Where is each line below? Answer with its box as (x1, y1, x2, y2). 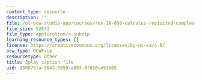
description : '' (6, 14, 47, 20)
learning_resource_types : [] (6, 37, 79, 43)
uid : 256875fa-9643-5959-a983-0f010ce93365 (6, 64, 117, 71)
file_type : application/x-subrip (6, 31, 90, 37)
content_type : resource (6, 8, 66, 15)
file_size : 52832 (6, 25, 50, 32)
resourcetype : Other (6, 54, 58, 60)
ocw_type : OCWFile (6, 48, 52, 54)
